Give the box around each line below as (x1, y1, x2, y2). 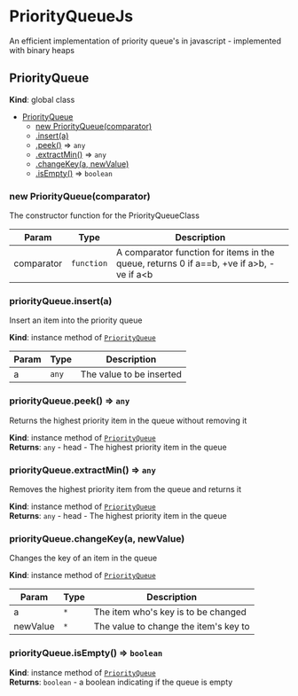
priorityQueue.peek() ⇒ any (9, 395, 130, 407)
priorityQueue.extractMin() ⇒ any (9, 464, 157, 476)
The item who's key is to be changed (93, 606, 247, 618)
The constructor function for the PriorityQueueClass (9, 210, 200, 221)
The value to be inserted (80, 368, 182, 380)
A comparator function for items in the (115, 246, 275, 259)
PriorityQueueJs (9, 6, 134, 27)
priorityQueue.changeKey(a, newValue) (9, 532, 185, 544)
